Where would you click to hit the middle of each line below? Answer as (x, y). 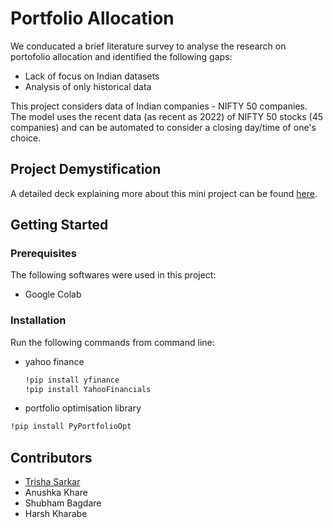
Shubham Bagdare (63, 503)
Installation (38, 320)
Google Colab (53, 294)
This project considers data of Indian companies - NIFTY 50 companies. (159, 106)
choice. (26, 138)
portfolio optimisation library (83, 408)
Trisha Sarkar (52, 482)
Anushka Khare (56, 493)
